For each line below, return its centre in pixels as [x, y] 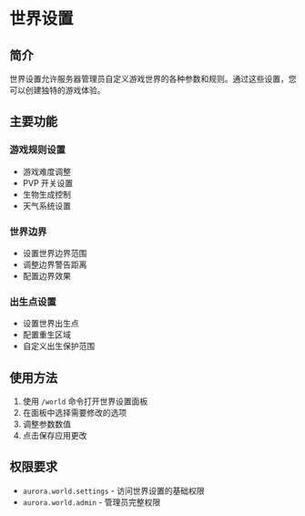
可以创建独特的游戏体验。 [57, 90]
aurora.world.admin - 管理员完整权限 [91, 501]
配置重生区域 [46, 335]
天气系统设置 [46, 205]
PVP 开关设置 [48, 182]
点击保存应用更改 [55, 436]
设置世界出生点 [51, 324]
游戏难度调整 [46, 171]
